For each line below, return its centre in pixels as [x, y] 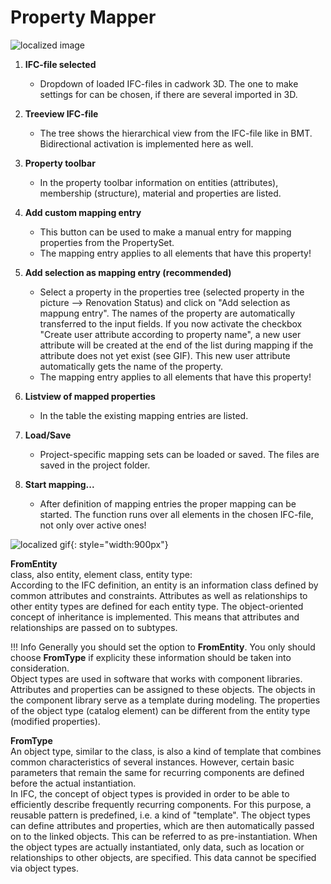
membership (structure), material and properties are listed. [160, 193]
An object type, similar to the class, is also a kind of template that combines [166, 751]
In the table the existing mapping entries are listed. [144, 415]
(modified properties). [55, 721]
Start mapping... [59, 484]
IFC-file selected [60, 64]
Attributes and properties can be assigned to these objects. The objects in [163, 689]
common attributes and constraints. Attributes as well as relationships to [159, 595]
